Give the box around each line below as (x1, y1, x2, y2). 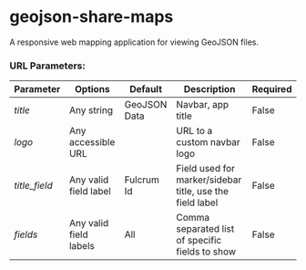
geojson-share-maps (9, 6, 174, 27)
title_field (14, 180, 53, 192)
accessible (68, 136, 116, 149)
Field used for (176, 162, 235, 175)
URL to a (176, 125, 213, 138)
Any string (68, 104, 114, 117)
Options (74, 83, 111, 96)
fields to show (176, 245, 237, 258)
